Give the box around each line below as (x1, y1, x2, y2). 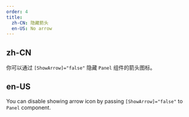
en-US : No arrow (11, 25, 52, 32)
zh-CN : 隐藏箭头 (11, 20, 49, 26)
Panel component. (6, 104, 51, 111)
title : (6, 14, 23, 20)
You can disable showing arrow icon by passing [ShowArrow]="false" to (6, 97, 183, 104)
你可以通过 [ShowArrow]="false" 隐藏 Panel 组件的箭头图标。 (6, 64, 156, 72)
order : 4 (6, 8, 28, 15)
